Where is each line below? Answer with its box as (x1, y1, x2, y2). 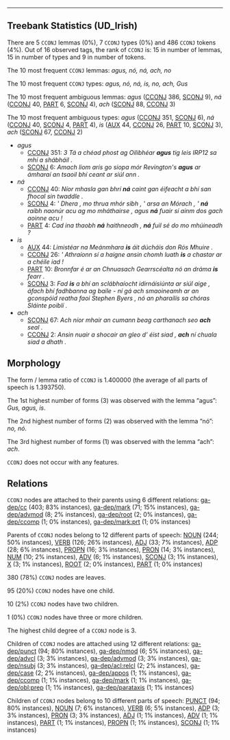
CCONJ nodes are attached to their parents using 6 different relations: (7, 496, 200, 504)
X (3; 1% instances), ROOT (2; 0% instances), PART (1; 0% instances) (7, 560, 203, 569)
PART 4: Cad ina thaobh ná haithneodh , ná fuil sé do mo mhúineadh (27, 221, 223, 230)
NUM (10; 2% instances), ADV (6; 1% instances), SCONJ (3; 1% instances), (7, 553, 218, 561)
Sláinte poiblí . (27, 301, 68, 309)
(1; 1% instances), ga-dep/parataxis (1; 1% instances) (45, 683, 194, 692)
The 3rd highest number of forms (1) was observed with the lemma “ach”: (7, 437, 214, 445)
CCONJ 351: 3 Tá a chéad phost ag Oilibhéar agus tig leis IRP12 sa (27, 148, 217, 156)
